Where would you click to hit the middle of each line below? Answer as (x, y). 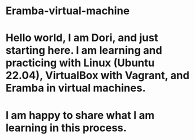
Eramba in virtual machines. (76, 88)
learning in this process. (66, 128)
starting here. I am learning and (84, 51)
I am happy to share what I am (80, 115)
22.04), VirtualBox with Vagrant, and (97, 76)
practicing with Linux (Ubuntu (80, 63)
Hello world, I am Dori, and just (82, 38)
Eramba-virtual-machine (68, 11)
